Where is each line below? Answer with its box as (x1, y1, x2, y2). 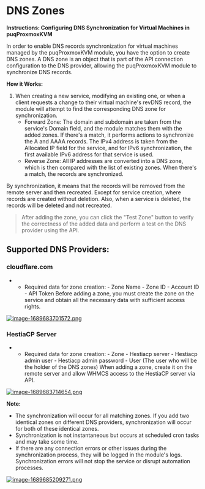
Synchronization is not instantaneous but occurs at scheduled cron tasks (15, 431, 199, 439)
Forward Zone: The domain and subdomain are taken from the (24, 118, 182, 126)
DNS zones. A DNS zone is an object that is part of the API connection (6, 55, 184, 63)
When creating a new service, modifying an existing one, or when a (15, 92, 185, 99)
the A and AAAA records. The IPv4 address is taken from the (24, 137, 178, 145)
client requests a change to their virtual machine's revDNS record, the (15, 99, 192, 106)
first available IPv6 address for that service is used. (24, 151, 154, 158)
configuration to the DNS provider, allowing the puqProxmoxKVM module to (6, 62, 197, 69)
